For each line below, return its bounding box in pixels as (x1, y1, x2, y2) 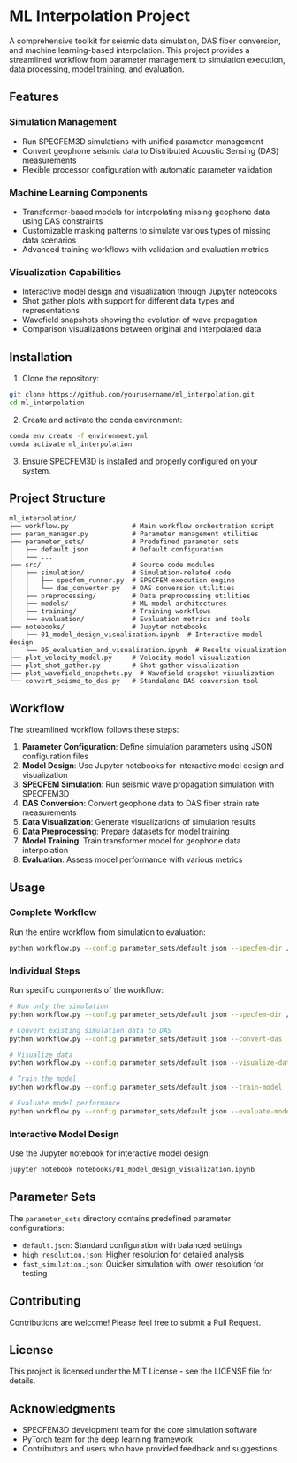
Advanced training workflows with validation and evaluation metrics (21, 243, 270, 254)
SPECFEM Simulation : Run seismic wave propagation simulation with (21, 779, 275, 789)
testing (21, 1267, 48, 1278)
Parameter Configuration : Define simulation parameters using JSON (21, 742, 273, 752)
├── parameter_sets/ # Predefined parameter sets (9, 537, 240, 546)
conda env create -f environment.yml (9, 431, 148, 440)
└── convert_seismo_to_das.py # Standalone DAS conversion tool (9, 677, 259, 686)
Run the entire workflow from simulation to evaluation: (9, 927, 206, 937)
